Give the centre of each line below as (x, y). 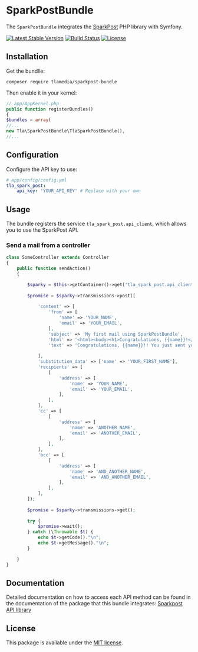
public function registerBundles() (50, 109)
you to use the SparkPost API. (42, 230)
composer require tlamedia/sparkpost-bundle (62, 82)
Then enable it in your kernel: (42, 93)
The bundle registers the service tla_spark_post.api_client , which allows (96, 224)
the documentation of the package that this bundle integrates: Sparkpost (94, 604)
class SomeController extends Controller (58, 258)
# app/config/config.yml (37, 180)
